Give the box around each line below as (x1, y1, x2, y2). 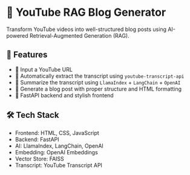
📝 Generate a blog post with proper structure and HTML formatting (15, 85, 182, 92)
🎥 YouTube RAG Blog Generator (6, 5, 166, 19)
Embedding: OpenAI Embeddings (15, 148, 98, 156)
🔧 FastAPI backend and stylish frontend (15, 91, 114, 99)
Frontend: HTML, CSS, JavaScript (15, 129, 100, 136)
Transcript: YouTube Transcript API (15, 161, 103, 169)
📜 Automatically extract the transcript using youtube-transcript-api (15, 72, 185, 80)
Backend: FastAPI (15, 136, 59, 143)
